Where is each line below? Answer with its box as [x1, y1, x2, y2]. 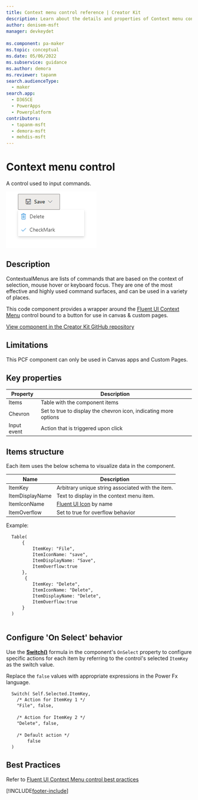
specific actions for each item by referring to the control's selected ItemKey [6, 655, 189, 662]
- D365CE [11, 97, 33, 103]
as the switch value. [6, 661, 55, 668]
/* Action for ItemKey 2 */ [16, 714, 85, 720]
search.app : [6, 90, 35, 97]
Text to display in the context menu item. [57, 492, 155, 499]
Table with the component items [41, 399, 119, 406]
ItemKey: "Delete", [32, 581, 81, 587]
